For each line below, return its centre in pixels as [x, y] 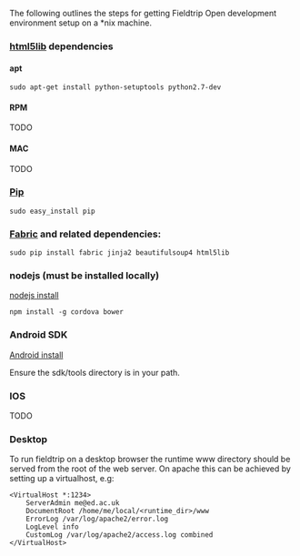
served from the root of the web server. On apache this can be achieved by [150, 469]
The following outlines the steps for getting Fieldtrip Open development [143, 13]
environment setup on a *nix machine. [81, 23]
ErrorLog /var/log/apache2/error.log [97, 519]
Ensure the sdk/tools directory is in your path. [95, 372]
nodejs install [34, 296]
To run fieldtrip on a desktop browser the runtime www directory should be [150, 460]
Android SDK [39, 335]
